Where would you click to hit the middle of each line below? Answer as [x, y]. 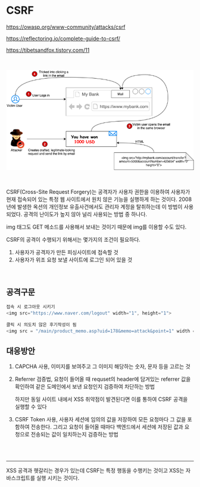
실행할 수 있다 [31, 407]
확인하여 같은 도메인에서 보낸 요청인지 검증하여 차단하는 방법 [85, 387]
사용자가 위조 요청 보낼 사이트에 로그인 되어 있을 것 [74, 260]
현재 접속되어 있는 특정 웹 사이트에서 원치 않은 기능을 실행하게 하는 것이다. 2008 [99, 199]
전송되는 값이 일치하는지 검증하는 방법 [75, 434]
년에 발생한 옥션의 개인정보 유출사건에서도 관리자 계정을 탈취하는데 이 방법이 [94, 207]
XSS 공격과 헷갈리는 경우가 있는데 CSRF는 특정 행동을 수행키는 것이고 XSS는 [95, 471]
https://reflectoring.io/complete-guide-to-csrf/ [63, 38]
